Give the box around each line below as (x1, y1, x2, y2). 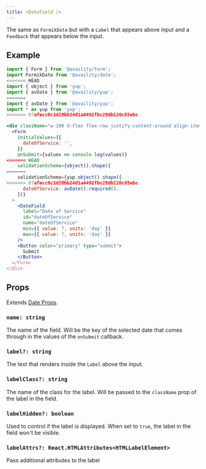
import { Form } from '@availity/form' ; (6, 66, 112, 72)
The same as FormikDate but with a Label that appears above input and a (6, 26, 190, 33)
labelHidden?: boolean (6, 410, 74, 417)
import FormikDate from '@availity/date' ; (6, 72, 116, 78)
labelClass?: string (6, 376, 68, 383)
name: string (6, 314, 45, 321)
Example (6, 50, 40, 61)
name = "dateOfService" (22, 220, 78, 226)
